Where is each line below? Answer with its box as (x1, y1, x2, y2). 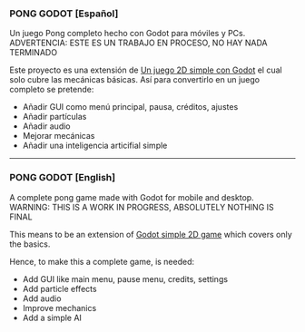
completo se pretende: (9, 84, 94, 95)
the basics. (9, 239, 51, 249)
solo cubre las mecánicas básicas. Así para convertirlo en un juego (9, 74, 261, 85)
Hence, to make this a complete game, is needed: (9, 256, 195, 267)
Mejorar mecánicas (22, 131, 95, 142)
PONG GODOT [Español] (9, 7, 119, 20)
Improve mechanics (22, 302, 97, 313)
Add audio (22, 293, 62, 304)
